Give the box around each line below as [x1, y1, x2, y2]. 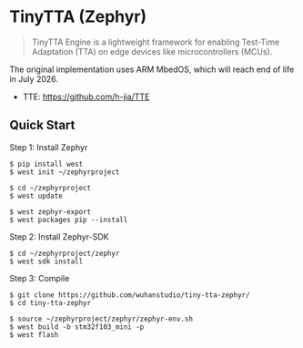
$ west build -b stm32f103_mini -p [9, 322, 145, 332]
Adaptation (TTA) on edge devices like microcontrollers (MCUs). [31, 46, 273, 56]
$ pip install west [9, 159, 84, 169]
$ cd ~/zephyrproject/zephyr [9, 249, 120, 258]
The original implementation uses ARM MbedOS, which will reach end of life [9, 64, 295, 75]
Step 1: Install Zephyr [9, 141, 88, 152]
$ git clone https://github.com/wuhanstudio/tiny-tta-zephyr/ [9, 290, 250, 300]
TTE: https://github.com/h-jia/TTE [22, 91, 150, 102]
